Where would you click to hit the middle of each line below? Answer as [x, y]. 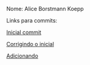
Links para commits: [32, 20]
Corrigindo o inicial [30, 44]
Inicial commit [24, 32]
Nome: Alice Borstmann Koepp [45, 9]
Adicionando [22, 56]
